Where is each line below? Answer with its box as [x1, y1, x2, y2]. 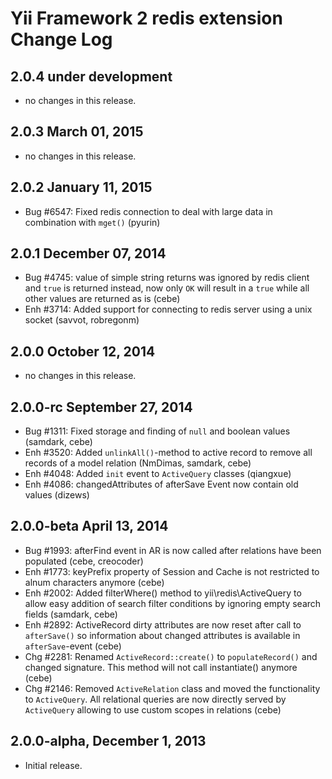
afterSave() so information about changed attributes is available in [24, 629, 301, 641]
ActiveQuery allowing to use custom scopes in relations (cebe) [24, 703, 282, 716]
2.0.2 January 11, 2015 [10, 179, 153, 196]
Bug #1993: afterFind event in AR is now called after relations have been [24, 544, 322, 556]
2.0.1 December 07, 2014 [10, 245, 167, 262]
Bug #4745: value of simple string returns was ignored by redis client [24, 272, 310, 284]
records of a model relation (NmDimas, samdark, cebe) [24, 457, 252, 469]
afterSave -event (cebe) [24, 640, 122, 652]
